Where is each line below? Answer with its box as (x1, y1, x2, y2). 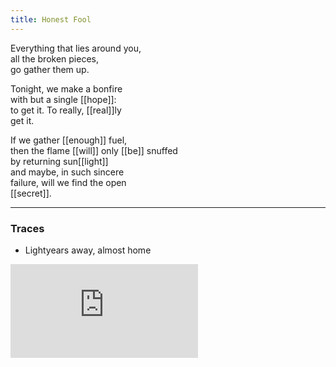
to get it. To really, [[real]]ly (10, 104, 122, 116)
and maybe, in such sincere (10, 166, 125, 178)
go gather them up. (10, 63, 90, 75)
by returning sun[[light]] (10, 155, 109, 167)
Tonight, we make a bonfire (10, 82, 123, 95)
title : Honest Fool (10, 14, 92, 25)
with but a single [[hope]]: (10, 93, 117, 105)
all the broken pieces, (10, 52, 99, 65)
